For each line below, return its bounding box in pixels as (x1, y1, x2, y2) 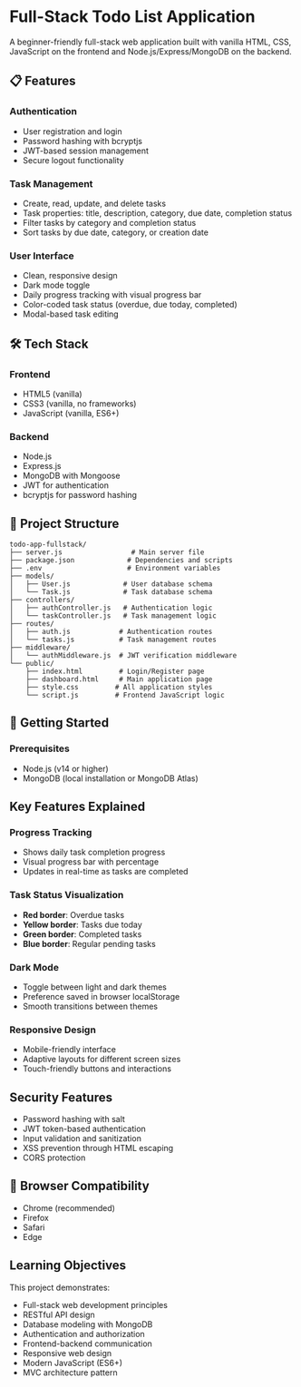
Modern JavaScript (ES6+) (22, 1357, 123, 1368)
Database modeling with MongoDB (22, 1318, 153, 1330)
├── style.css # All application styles (25, 683, 213, 692)
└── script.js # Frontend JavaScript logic (25, 691, 225, 700)
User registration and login (22, 125, 122, 137)
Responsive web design (22, 1347, 112, 1358)
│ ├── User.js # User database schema (9, 580, 213, 589)
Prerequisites (9, 742, 70, 755)
